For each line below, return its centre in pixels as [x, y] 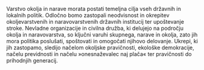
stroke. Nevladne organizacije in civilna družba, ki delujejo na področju [95, 28]
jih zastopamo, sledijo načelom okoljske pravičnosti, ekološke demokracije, [100, 47]
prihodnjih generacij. [32, 61]
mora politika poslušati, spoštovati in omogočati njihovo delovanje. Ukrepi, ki [102, 41]
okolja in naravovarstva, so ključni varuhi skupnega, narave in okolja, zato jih [102, 35]
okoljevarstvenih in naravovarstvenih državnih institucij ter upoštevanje [95, 22]
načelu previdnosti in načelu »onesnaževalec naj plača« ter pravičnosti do [99, 54]
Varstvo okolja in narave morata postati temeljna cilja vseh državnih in [94, 9]
